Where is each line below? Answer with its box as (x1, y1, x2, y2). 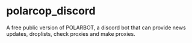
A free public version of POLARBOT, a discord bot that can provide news (6, 24, 187, 31)
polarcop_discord (6, 4, 96, 18)
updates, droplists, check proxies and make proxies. (6, 30, 135, 37)
